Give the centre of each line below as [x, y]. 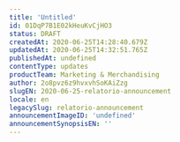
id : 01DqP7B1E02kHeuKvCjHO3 [61, 26]
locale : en [29, 99]
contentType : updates [49, 67]
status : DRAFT [35, 34]
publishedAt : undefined [53, 58]
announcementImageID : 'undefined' [73, 116]
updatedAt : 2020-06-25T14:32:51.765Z [79, 50]
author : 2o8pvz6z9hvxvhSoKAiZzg [68, 83]
